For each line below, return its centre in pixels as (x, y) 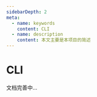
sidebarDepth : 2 (27, 12)
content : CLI (33, 29)
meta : (13, 18)
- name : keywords (33, 23)
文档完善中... (22, 87)
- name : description (37, 35)
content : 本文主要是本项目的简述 (54, 40)
